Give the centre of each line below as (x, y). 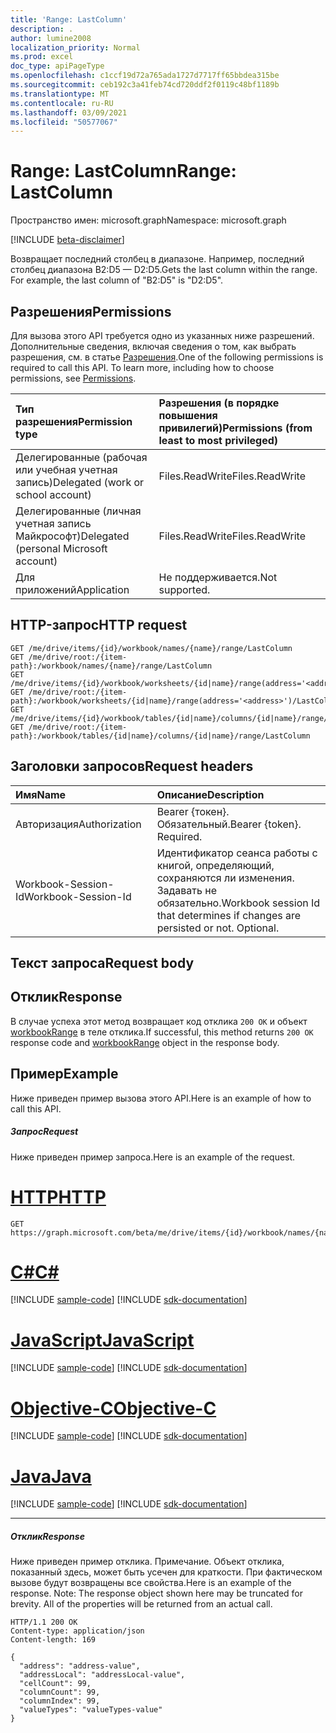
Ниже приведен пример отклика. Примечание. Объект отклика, (147, 1562)
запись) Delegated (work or (80, 482)
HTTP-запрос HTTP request (99, 625)
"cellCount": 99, (55, 1684)
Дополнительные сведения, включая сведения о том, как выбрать (153, 346)
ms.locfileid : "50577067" (64, 122)
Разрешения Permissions (91, 311)
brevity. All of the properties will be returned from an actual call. (141, 1604)
